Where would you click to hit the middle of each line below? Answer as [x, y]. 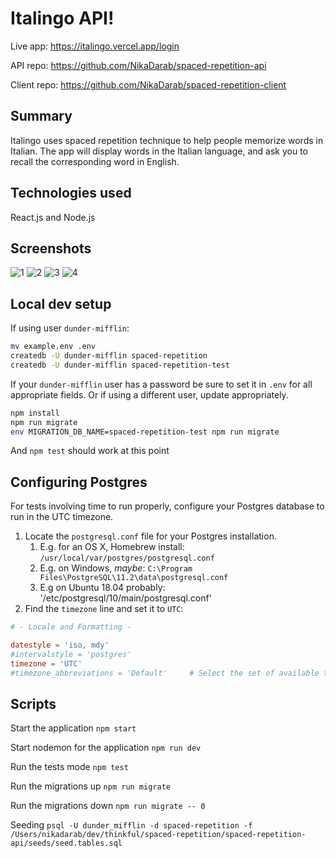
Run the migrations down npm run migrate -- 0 [108, 806]
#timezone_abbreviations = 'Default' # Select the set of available [165, 673]
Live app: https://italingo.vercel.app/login [95, 46]
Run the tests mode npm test [69, 767]
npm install [35, 413]
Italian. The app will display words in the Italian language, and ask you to [159, 151]
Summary [41, 116]
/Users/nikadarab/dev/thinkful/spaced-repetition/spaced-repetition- [158, 835]
